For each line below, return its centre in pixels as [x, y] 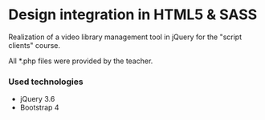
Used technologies [46, 82]
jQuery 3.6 [37, 99]
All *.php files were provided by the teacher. [81, 61]
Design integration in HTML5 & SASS [133, 15]
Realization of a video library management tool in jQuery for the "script [125, 37]
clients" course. [35, 45]
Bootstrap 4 [39, 108]
